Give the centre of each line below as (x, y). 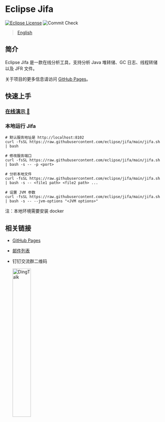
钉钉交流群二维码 (30, 261)
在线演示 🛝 (18, 112)
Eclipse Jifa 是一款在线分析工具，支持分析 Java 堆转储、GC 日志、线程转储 (82, 62)
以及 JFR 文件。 (21, 69)
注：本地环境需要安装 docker (35, 211)
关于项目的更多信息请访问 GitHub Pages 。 (48, 79)
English (25, 32)
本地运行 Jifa (21, 126)
